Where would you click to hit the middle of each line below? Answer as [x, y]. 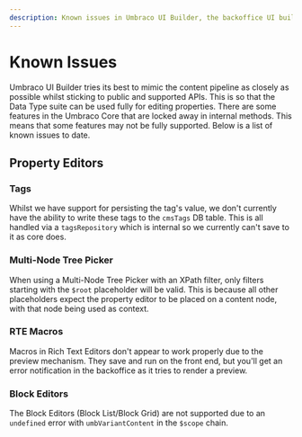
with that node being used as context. [80, 308]
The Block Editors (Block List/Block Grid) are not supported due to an [138, 414]
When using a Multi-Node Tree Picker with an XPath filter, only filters [137, 280]
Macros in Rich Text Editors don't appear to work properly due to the [136, 351]
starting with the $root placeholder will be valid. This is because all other [144, 290]
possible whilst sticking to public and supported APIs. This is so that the [142, 96]
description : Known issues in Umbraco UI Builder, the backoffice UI [142, 18]
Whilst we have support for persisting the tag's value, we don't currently [143, 209]
